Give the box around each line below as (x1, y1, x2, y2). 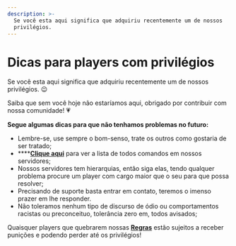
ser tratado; (17, 142, 52, 150)
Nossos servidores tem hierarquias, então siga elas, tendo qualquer (17, 164, 215, 173)
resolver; (17, 179, 44, 188)
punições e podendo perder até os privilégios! (7, 231, 142, 240)
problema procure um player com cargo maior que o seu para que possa (17, 172, 230, 181)
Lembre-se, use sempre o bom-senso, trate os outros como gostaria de (17, 134, 227, 142)
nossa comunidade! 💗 (7, 106, 71, 115)
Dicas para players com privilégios (7, 54, 215, 70)
